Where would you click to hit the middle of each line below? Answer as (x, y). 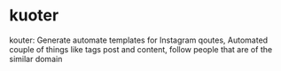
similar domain (36, 59)
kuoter (34, 16)
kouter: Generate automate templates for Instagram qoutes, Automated (139, 40)
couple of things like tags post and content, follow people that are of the (141, 49)
